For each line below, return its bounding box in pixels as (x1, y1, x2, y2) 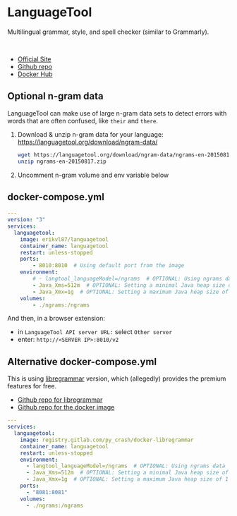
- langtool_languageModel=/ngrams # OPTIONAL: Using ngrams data (25, 462, 226, 469)
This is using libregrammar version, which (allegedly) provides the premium (7, 374, 226, 383)
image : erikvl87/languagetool (20, 235, 109, 243)
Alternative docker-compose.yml (7, 355, 157, 367)
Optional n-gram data (7, 90, 104, 102)
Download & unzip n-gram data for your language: (17, 130, 164, 138)
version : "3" (7, 216, 46, 223)
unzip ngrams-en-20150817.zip (17, 158, 107, 165)
